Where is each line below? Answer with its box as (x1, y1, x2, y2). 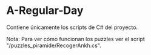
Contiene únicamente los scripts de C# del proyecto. (6, 24, 138, 31)
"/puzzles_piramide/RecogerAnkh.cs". (6, 42, 101, 49)
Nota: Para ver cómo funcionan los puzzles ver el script (6, 35, 146, 42)
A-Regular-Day (6, 4, 84, 18)
